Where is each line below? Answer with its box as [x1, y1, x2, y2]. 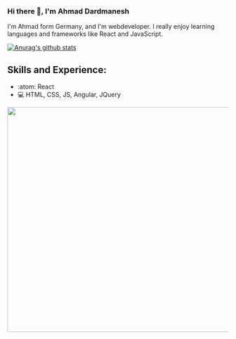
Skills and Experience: [7, 63, 107, 76]
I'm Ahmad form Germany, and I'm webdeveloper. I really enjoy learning [7, 23, 215, 31]
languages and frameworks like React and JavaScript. [7, 30, 164, 38]
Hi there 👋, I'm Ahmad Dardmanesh [7, 6, 130, 16]
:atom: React [17, 82, 55, 91]
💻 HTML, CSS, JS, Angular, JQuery [17, 91, 122, 99]
